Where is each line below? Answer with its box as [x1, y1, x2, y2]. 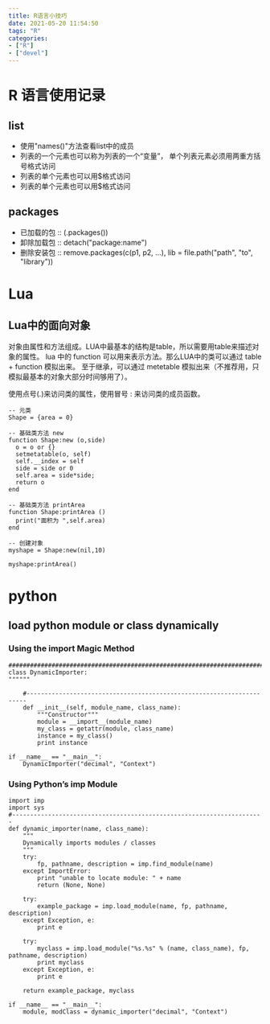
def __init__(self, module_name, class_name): [22, 703, 182, 712]
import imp [8, 796, 45, 804]
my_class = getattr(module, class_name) [37, 725, 174, 733]
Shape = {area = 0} [8, 413, 74, 422]
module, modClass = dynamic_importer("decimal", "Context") [22, 1007, 228, 1016]
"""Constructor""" [37, 710, 99, 718]
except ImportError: [22, 866, 92, 875]
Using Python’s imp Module [8, 778, 118, 789]
